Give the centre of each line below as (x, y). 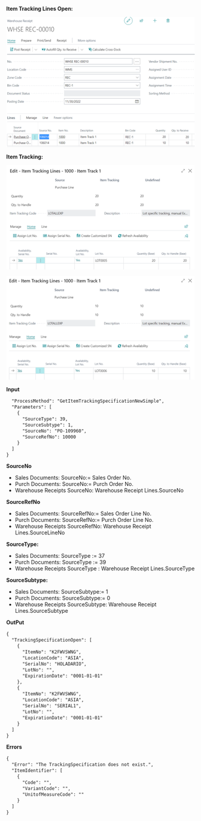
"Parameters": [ (32, 407)
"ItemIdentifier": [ (37, 770)
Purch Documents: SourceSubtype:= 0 (63, 598)
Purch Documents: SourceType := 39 (60, 562)
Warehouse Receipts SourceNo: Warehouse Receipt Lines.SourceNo (99, 490)
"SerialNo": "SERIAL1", (52, 706)
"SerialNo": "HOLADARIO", (54, 664)
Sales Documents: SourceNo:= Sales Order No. (73, 478)
